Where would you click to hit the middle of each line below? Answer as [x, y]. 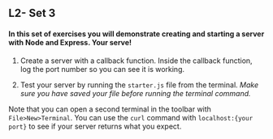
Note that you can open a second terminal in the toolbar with [110, 109]
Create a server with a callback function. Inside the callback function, [136, 61]
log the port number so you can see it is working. [102, 69]
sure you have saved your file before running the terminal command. [135, 93]
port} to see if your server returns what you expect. [95, 126]
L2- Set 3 [32, 13]
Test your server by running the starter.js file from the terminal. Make [139, 85]
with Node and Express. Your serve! [70, 42]
